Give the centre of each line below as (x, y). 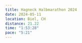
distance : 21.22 (22, 23)
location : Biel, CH (25, 19)
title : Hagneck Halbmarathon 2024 (41, 10)
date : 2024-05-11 (23, 14)
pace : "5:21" (19, 33)
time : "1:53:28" (22, 28)
